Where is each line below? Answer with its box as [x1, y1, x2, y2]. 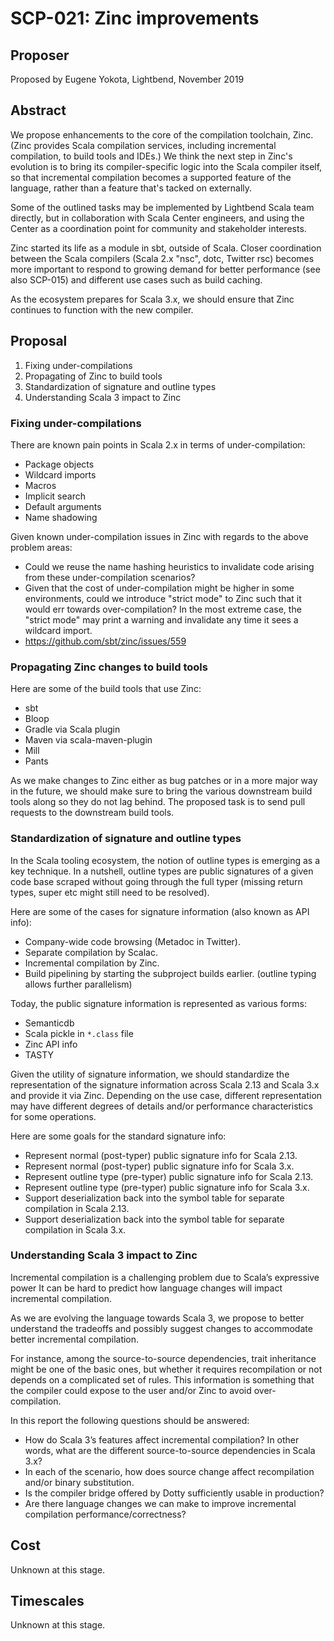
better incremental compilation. [10, 1333, 140, 1345]
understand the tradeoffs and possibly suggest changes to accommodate [10, 1322, 313, 1334]
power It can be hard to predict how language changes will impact [10, 1282, 283, 1294]
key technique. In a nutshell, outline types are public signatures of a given [10, 865, 314, 877]
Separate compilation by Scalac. [24, 946, 158, 958]
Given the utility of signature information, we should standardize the [10, 1068, 290, 1080]
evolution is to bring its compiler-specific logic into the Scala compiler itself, [10, 160, 323, 172]
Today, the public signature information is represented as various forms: [10, 997, 308, 1009]
